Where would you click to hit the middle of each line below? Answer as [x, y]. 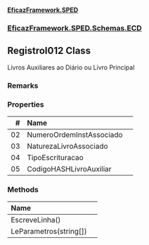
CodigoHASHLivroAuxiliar [69, 168]
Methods [23, 190]
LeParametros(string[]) [49, 231]
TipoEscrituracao [56, 157]
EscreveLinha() [36, 220]
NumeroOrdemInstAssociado [75, 135]
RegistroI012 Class [49, 50]
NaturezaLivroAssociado [67, 146]
